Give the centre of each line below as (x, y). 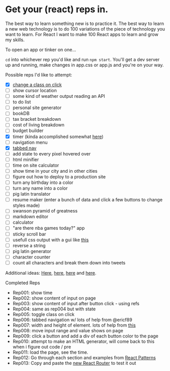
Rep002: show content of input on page (54, 298)
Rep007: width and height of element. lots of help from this (74, 325)
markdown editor (30, 217)
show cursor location (35, 90)
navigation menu (30, 142)
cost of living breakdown (39, 125)
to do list (22, 102)
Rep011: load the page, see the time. (50, 352)
